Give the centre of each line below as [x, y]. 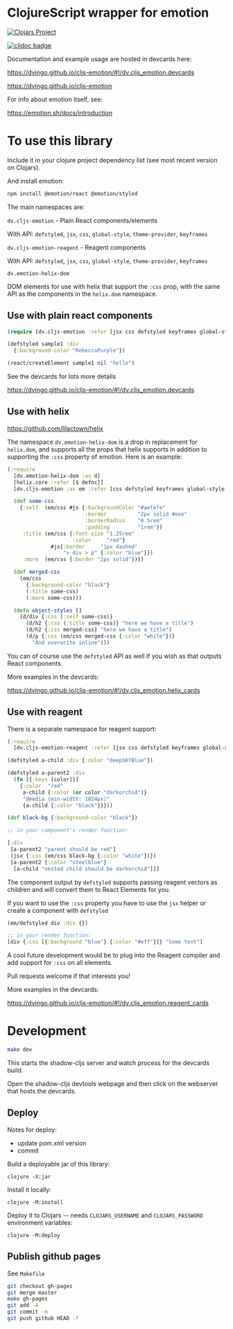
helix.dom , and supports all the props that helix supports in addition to [107, 449]
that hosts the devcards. [42, 1091]
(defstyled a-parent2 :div [46, 773]
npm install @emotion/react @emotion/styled [72, 193]
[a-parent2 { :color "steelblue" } [59, 862]
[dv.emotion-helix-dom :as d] [57, 476]
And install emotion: [36, 181]
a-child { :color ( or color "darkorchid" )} [85, 792]
